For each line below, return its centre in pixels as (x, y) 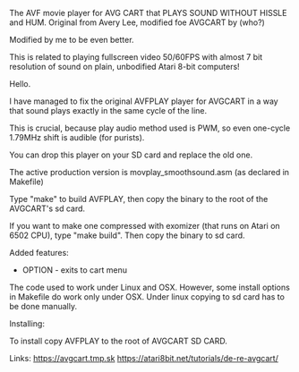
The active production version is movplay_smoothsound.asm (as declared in (149, 172)
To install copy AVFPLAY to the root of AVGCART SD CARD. (119, 341)
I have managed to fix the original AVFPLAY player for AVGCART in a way (144, 101)
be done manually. (43, 306)
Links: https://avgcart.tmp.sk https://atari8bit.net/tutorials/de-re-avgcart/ (144, 358)
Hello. (20, 84)
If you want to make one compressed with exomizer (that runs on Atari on (145, 226)
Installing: (27, 324)
